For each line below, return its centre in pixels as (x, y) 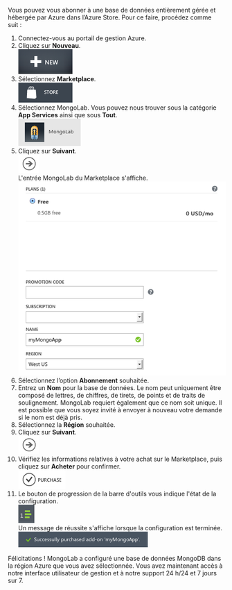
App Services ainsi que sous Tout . (68, 115)
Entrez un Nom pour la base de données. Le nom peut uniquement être (119, 387)
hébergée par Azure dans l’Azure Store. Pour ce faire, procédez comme (110, 17)
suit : (15, 25)
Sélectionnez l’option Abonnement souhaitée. (83, 380)
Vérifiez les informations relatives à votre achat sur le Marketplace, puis (120, 459)
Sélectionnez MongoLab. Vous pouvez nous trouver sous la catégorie (117, 108)
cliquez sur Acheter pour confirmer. (69, 466)
